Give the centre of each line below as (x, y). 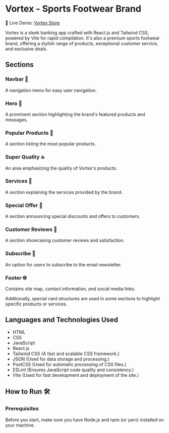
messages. (17, 120)
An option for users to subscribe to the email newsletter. (64, 264)
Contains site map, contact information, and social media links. (70, 289)
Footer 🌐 (16, 278)
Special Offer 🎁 (24, 205)
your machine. (20, 425)
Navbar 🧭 (17, 79)
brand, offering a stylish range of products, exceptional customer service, (82, 43)
